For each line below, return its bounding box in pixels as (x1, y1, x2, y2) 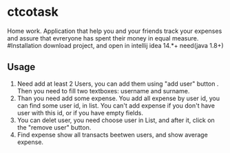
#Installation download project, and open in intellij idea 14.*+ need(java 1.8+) (7, 41, 224, 49)
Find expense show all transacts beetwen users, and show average (17, 130, 208, 139)
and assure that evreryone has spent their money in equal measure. (7, 34, 199, 42)
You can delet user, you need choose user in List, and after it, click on (17, 116, 215, 124)
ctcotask (7, 4, 59, 20)
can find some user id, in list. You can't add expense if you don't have (17, 101, 216, 110)
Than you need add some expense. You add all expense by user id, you (17, 94, 220, 102)
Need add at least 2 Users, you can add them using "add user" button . (17, 80, 219, 88)
